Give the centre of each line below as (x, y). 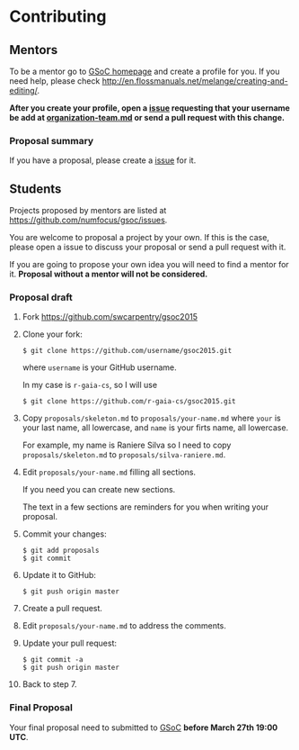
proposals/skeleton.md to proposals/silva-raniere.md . (124, 455)
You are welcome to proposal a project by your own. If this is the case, (139, 238)
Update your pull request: (70, 643)
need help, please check (55, 81)
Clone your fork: (53, 334)
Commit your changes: (64, 534)
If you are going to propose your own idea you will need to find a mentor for (149, 265)
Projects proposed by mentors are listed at (88, 211)
